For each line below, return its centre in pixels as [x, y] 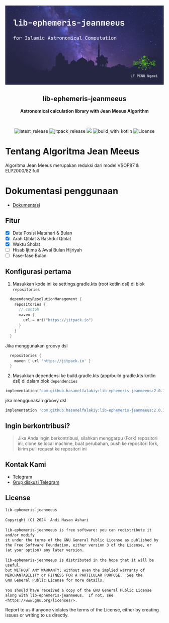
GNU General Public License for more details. [55, 581]
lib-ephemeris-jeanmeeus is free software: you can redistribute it [78, 530]
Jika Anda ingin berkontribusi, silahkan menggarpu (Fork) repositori [88, 438]
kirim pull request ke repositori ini [52, 449]
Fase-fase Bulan [29, 255]
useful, [13, 565]
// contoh [29, 310]
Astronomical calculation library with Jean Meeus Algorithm [84, 111]
